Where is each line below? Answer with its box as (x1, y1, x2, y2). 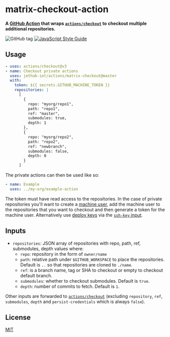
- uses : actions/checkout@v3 (5, 63, 67, 69)
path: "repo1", (27, 106, 60, 111)
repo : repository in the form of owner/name (20, 251, 107, 257)
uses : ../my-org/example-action (10, 186, 79, 191)
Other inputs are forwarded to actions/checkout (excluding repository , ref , (5, 293, 163, 299)
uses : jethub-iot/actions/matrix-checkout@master (10, 73, 117, 78)
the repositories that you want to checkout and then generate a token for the (5, 207, 165, 213)
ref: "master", (27, 111, 60, 116)
